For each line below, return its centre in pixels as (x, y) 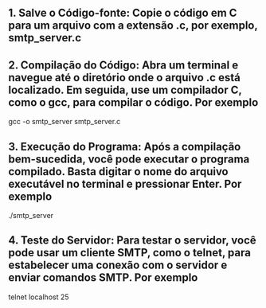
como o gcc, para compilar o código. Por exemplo (133, 102)
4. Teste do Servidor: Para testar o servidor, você (132, 241)
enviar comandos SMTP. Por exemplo (103, 278)
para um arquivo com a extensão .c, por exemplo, (133, 26)
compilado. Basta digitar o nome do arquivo (118, 172)
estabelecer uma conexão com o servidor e (118, 265)
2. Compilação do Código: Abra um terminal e (123, 65)
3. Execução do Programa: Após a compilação (125, 146)
